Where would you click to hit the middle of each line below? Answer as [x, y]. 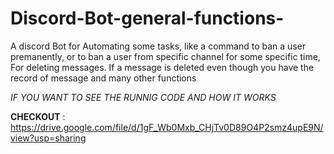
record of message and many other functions [103, 78]
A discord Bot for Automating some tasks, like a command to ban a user [158, 46]
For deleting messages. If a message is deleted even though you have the [162, 67]
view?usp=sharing [48, 138]
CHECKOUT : [38, 116]
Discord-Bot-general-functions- [147, 18]
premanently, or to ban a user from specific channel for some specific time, [165, 56]
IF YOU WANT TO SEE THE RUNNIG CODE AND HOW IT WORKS [143, 97]
